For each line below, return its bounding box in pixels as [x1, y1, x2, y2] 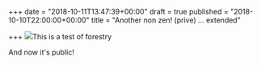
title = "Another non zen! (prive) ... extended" [91, 15, 241, 25]
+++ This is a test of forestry [8, 32, 112, 41]
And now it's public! [8, 47, 74, 57]
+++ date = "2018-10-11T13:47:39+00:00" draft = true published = [8, 7, 229, 16]
